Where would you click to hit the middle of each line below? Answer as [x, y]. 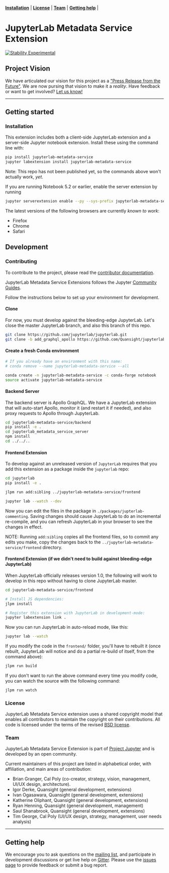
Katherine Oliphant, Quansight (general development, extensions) [80, 800]
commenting [17, 516]
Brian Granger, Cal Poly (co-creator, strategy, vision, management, [81, 779]
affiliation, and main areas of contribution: [49, 769]
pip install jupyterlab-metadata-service [49, 157]
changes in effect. [24, 527]
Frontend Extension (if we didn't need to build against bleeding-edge [79, 559]
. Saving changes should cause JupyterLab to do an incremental [94, 516]
